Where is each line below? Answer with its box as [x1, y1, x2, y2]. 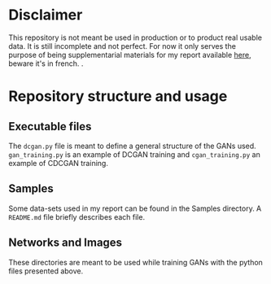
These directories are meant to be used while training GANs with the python [8, 257, 263, 267]
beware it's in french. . [8, 59, 84, 68]
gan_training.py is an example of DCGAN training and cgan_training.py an [8, 149, 260, 159]
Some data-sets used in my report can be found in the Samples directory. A [8, 203, 262, 213]
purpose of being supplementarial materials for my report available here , [8, 50, 252, 59]
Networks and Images [8, 236, 123, 250]
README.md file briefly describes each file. [8, 212, 145, 221]
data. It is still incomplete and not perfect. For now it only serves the [8, 41, 236, 50]
